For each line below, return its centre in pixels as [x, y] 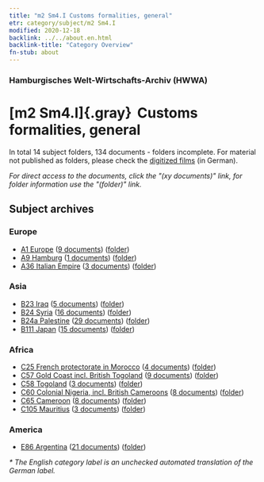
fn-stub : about [34, 52]
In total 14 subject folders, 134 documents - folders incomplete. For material [132, 152]
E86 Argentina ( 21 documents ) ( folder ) [83, 447]
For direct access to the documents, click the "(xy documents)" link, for [126, 175]
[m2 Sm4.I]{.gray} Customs [103, 113]
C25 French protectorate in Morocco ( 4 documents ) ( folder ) [118, 367]
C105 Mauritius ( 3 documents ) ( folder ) [83, 409]
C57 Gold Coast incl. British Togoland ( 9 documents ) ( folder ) [119, 376]
